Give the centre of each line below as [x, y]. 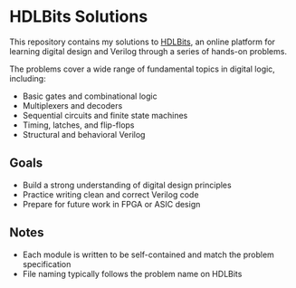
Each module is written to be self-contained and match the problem [148, 254]
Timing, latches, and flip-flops [78, 125]
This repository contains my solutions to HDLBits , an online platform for [143, 42]
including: [28, 78]
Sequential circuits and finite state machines [105, 115]
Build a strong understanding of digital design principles [127, 185]
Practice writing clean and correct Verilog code [110, 194]
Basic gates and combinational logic [90, 96]
